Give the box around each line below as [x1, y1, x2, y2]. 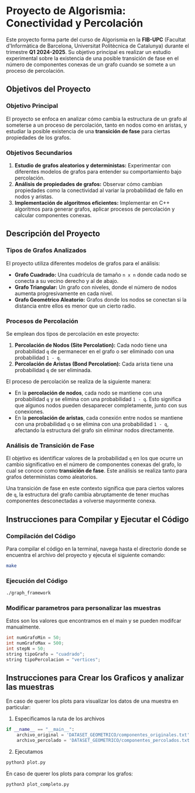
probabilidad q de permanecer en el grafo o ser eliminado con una [14, 347, 175, 355]
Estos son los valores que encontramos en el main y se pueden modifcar [6, 617, 182, 625]
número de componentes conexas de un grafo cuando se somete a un [6, 60, 176, 68]
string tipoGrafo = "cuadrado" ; [6, 651, 85, 657]
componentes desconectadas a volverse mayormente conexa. [6, 497, 156, 504]
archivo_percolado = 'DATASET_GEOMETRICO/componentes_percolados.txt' [16, 738, 193, 744]
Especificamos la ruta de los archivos [14, 715, 105, 723]
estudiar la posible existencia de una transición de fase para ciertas [6, 127, 171, 134]
